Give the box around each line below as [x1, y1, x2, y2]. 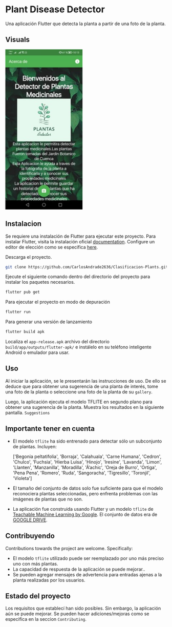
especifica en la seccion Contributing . [5, 616, 87, 622]
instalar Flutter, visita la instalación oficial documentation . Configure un [5, 238, 155, 244]
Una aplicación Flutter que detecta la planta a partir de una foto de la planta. [5, 20, 166, 27]
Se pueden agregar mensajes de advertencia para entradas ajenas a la [12, 571, 162, 577]
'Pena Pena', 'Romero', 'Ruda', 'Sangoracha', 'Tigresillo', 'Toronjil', [12, 470, 151, 476]
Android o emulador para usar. [5, 349, 70, 356]
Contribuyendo [5, 532, 55, 540]
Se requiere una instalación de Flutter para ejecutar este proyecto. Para [5, 233, 156, 239]
